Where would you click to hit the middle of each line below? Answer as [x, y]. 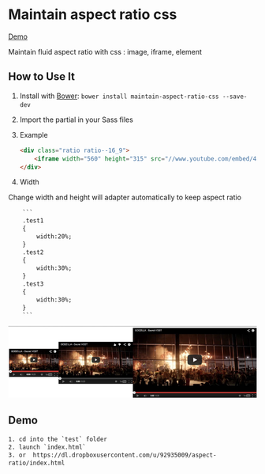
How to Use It [41, 77]
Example [34, 135]
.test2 [33, 252]
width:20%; [54, 237]
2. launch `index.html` [47, 447]
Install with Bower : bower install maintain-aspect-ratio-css [119, 96]
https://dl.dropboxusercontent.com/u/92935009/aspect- [125, 455]
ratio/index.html [37, 463]
